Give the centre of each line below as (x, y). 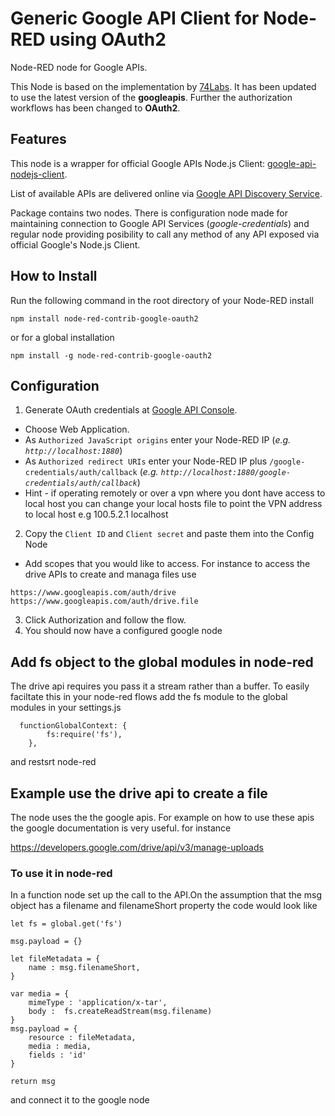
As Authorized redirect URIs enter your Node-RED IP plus (146, 461)
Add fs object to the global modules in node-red (162, 662)
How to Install (54, 276)
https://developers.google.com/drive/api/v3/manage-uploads (137, 847)
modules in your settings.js (66, 708)
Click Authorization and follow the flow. (105, 620)
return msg (33, 1082)
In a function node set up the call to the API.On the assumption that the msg (166, 895)
